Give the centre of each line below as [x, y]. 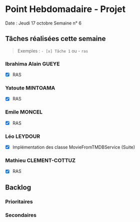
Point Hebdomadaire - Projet [65, 9]
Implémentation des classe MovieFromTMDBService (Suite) [74, 147]
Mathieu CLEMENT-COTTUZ [40, 160]
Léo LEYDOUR [23, 136]
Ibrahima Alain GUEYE [32, 63]
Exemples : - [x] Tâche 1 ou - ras [53, 50]
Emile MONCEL [24, 112]
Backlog [18, 187]
